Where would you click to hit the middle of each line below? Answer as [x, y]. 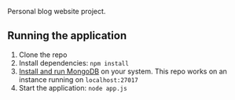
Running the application [67, 36]
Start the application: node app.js [73, 87]
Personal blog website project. [57, 11]
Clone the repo [43, 55]
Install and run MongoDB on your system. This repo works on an [123, 71]
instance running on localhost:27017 [78, 79]
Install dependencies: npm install [73, 62]
